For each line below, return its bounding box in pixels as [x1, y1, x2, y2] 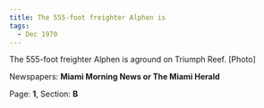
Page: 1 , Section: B [9, 88, 79, 99]
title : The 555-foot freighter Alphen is [9, 12, 166, 22]
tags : [9, 21, 30, 30]
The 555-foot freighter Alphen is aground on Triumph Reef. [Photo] [9, 54, 257, 65]
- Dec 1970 [17, 29, 58, 38]
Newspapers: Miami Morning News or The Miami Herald [9, 71, 221, 82]
